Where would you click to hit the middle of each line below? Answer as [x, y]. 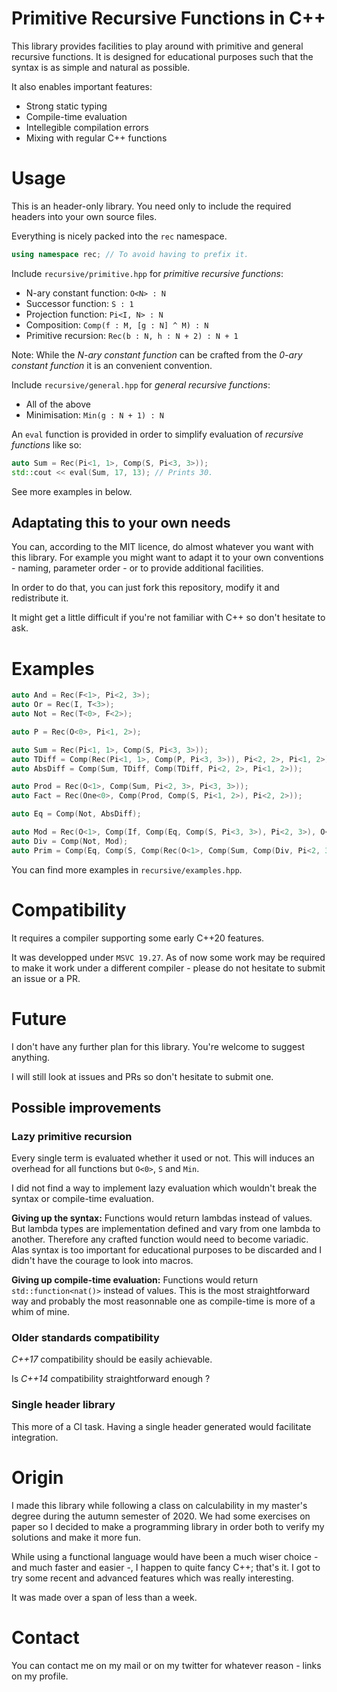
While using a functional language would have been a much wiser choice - [165, 1556]
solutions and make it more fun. [76, 1537]
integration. [35, 1437]
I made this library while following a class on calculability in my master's [159, 1505]
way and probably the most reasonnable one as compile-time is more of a [163, 1301]
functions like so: [46, 444]
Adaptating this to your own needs [121, 522]
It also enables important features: [82, 86]
